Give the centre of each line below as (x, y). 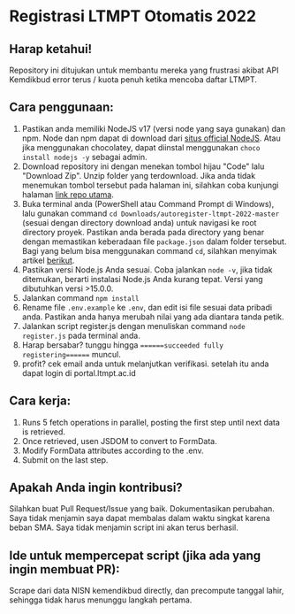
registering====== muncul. (71, 354)
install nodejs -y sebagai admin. (84, 157)
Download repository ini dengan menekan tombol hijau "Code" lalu (143, 166)
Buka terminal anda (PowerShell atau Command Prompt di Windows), (148, 203)
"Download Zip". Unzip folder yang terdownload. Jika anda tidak (139, 175)
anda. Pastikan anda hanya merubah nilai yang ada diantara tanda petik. (153, 317)
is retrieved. (44, 432)
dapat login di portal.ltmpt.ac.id (79, 372)
